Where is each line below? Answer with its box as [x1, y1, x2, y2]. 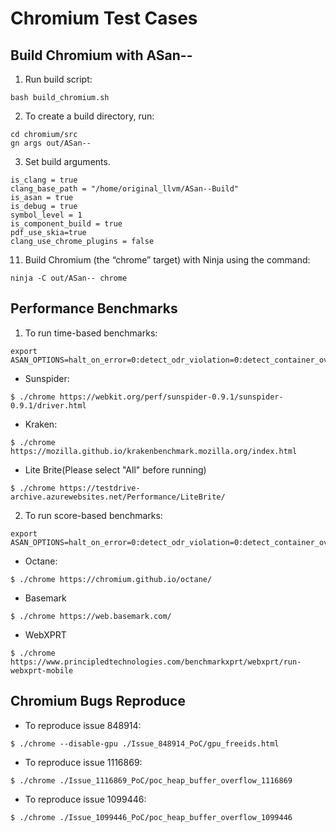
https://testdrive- [59, 483, 141, 493]
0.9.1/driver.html [10, 400, 87, 411]
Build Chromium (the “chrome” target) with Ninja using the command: [24, 254, 311, 266]
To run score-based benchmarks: [24, 509, 163, 521]
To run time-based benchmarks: [24, 327, 158, 339]
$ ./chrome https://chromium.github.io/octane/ [10, 574, 213, 584]
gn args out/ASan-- [10, 138, 92, 148]
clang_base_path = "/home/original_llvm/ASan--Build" [10, 184, 240, 194]
